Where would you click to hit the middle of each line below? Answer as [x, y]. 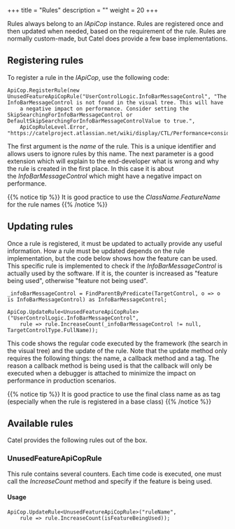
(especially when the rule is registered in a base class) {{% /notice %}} [109, 401]
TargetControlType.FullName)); [53, 330]
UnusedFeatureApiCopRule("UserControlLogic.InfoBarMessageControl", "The [117, 96]
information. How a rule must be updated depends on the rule [96, 251]
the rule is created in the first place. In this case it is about [91, 168]
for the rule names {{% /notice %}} [58, 204]
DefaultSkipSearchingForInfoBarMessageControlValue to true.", [101, 121]
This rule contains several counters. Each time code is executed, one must [114, 474]
